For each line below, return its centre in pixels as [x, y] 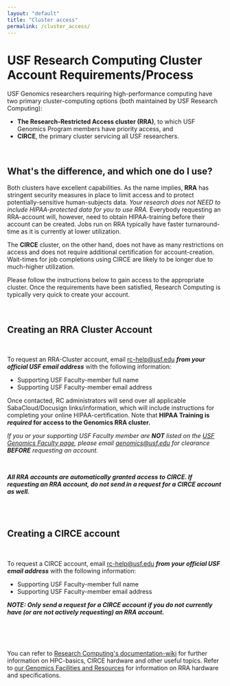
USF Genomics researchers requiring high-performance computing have [110, 94]
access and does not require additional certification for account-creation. [111, 252]
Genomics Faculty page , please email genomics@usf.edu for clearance [108, 443]
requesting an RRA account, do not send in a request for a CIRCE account [114, 484]
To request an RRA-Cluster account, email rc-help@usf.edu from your [106, 359]
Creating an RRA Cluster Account [80, 329]
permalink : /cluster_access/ [49, 26]
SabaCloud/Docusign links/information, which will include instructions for [111, 408]
